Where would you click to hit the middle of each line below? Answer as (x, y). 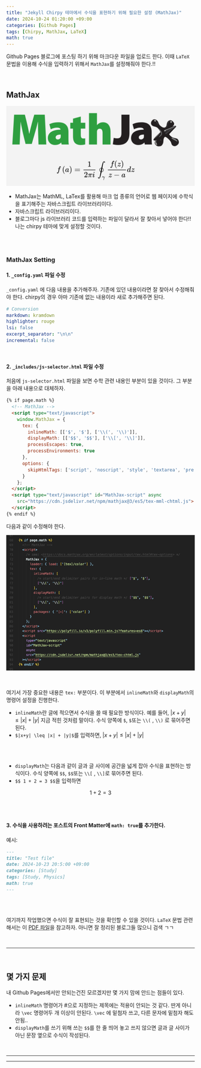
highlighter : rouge (31, 321)
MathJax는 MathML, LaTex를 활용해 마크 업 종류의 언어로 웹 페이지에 (96, 196)
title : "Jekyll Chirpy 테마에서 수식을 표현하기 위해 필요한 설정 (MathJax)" (94, 13)
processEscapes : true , (56, 445)
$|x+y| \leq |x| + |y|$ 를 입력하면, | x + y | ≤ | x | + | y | (79, 735)
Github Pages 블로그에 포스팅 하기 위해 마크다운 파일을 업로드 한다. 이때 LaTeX (98, 56)
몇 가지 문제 (26, 977)
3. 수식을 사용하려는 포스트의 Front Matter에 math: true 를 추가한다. (86, 826)
